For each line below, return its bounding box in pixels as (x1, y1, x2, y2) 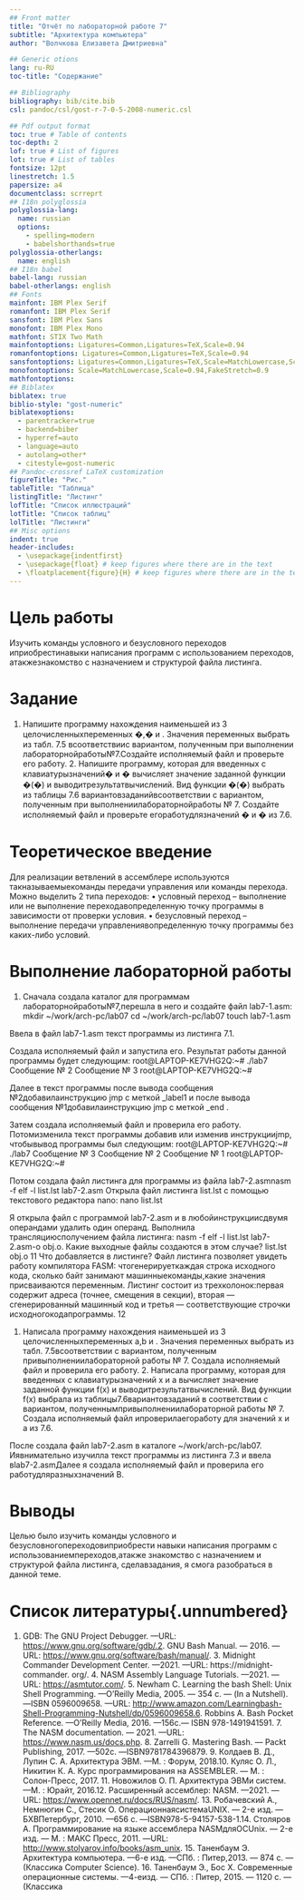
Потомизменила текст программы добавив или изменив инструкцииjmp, (9, 1128, 292, 1139)
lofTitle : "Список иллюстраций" (9, 501, 131, 510)
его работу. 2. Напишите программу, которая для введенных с (22, 758, 267, 769)
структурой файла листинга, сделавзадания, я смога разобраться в (9, 1559, 273, 1570)
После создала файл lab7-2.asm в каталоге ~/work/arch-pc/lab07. (9, 1439, 262, 1451)
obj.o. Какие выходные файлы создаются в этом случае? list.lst (42, 1241, 288, 1252)
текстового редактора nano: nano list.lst (9, 1194, 163, 1205)
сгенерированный (9, 1299, 80, 1310)
